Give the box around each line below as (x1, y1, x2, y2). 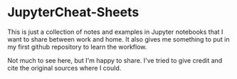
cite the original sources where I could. (7, 63, 122, 72)
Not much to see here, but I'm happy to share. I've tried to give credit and (7, 56, 223, 64)
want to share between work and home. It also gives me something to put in (7, 35, 230, 43)
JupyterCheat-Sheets (7, 4, 139, 20)
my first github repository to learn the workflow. (7, 42, 147, 51)
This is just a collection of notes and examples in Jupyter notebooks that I (7, 28, 223, 36)
